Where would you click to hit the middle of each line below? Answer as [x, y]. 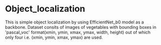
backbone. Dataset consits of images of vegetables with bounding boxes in [81, 27]
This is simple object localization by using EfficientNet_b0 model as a [74, 22]
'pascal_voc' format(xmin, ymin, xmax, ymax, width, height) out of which [78, 32]
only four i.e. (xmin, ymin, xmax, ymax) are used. [54, 37]
